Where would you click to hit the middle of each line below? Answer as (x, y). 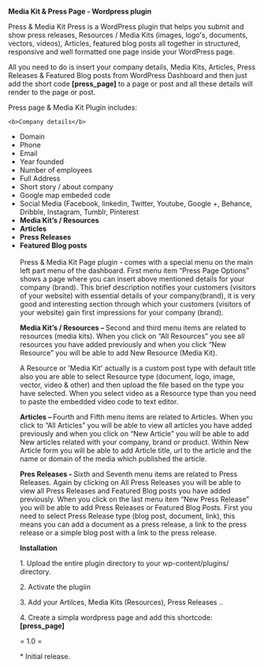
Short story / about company (66, 187)
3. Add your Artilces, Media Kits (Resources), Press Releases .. (121, 602)
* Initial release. (45, 656)
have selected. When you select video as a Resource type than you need (138, 393)
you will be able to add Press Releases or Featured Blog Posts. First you (136, 507)
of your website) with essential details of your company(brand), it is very (138, 296)
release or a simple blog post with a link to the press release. (118, 533)
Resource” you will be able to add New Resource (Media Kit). (119, 353)
